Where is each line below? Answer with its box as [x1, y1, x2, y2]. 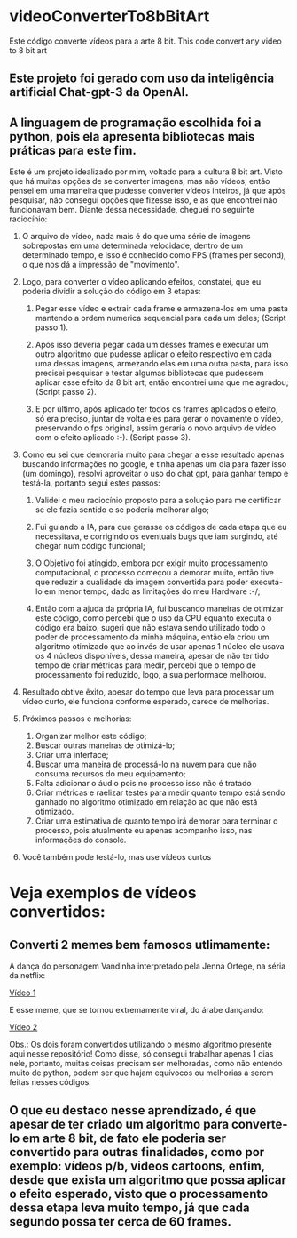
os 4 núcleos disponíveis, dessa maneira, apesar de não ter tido [35, 651, 269, 662]
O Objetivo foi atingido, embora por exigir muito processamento [35, 558, 269, 568]
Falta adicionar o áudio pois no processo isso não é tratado [35, 778, 252, 789]
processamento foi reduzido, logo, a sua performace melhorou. [35, 670, 267, 680]
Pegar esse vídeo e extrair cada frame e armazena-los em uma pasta [35, 303, 288, 314]
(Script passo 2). [35, 387, 97, 398]
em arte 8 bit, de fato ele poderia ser [21, 1130, 226, 1146]
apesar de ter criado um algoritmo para [9, 1116, 230, 1131]
